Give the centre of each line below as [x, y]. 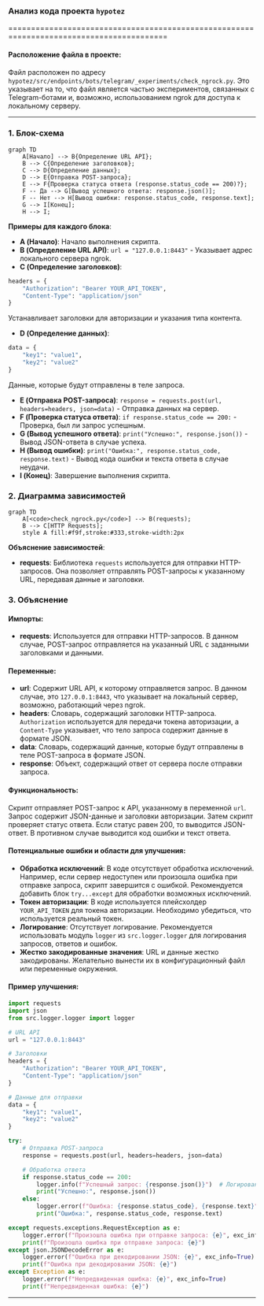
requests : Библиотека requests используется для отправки [119, 563]
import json [27, 1011]
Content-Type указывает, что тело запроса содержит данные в [124, 730]
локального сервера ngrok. [65, 258]
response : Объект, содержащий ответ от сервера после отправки [130, 764]
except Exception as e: [47, 1272]
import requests [35, 1004]
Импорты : [26, 618]
